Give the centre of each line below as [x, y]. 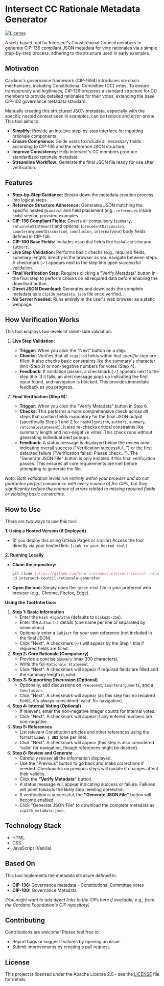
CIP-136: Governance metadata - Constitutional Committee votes [78, 885]
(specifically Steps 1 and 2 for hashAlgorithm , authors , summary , [82, 422]
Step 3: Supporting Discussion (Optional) [55, 680]
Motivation [22, 69]
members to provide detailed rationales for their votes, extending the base [80, 96]
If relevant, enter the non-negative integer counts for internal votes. [87, 711]
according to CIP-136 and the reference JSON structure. [69, 146]
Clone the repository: [34, 565]
